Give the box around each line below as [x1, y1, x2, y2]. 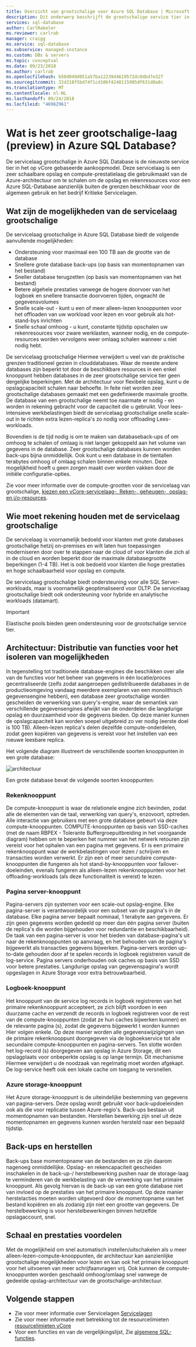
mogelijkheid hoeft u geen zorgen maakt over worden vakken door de [6, 464, 174, 472]
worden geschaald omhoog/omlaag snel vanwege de [39, 1271, 168, 1278]
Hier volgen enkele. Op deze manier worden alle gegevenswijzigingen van [6, 1028, 184, 1035]
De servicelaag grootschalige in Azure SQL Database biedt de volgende [6, 231, 179, 238]
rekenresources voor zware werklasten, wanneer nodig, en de [14, 329, 165, 337]
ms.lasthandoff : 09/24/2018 [6, 96, 75, 101]
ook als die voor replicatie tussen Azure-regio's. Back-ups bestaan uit [6, 1106, 174, 1113]
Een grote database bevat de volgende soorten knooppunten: [6, 776, 154, 783]
